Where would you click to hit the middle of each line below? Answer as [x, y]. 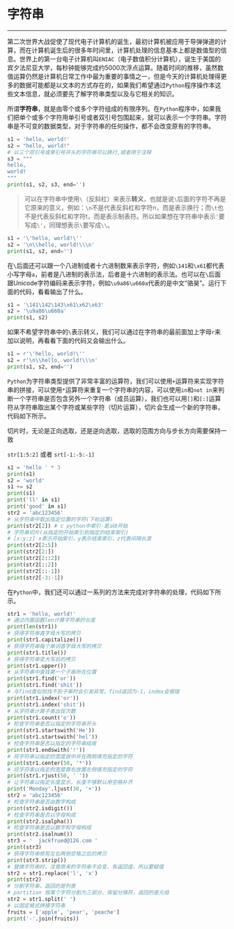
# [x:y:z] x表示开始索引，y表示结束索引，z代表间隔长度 [79, 539]
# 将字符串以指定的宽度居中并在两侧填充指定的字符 [70, 756]
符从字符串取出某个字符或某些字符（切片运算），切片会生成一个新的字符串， [116, 407]
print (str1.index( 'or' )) [43, 698]
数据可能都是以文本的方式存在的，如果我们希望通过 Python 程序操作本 [117, 85]
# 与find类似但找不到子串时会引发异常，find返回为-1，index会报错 [93, 692]
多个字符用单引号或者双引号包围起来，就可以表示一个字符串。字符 [132, 117]
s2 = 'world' [26, 481]
